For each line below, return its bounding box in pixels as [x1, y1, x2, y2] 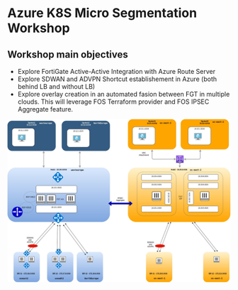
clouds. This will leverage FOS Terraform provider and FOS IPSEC [17, 97, 210, 106]
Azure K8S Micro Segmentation [7, 5, 197, 21]
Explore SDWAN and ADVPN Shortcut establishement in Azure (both [17, 75, 217, 83]
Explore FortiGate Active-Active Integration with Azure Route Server [17, 68, 216, 75]
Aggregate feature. [17, 105, 73, 113]
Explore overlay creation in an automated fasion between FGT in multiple [17, 90, 230, 98]
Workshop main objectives [7, 48, 129, 60]
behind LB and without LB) [17, 82, 96, 90]
